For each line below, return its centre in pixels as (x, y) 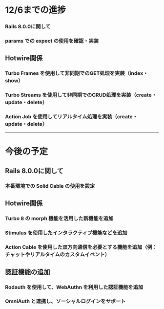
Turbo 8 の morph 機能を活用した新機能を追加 (59, 219)
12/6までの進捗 (35, 10)
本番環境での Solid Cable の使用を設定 (50, 186)
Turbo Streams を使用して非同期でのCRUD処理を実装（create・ (81, 95)
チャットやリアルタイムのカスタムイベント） (57, 255)
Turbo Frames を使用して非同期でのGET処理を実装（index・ (77, 73)
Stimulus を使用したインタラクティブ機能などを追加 (66, 233)
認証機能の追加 (28, 272)
